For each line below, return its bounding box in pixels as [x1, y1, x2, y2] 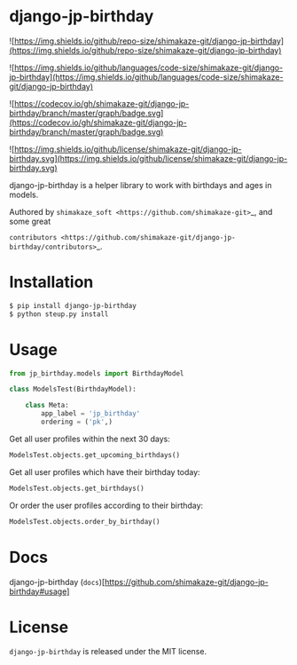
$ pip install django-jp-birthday [9, 301, 137, 310]
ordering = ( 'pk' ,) [41, 417, 113, 427]
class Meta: [25, 401, 69, 410]
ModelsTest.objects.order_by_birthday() [9, 517, 161, 526]
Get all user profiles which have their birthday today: [9, 466, 201, 477]
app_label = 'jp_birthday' [41, 409, 141, 418]
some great [9, 216, 51, 226]
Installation [9, 273, 94, 292]
